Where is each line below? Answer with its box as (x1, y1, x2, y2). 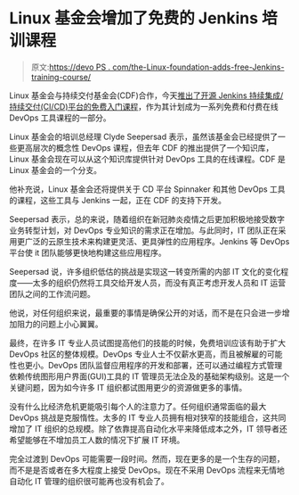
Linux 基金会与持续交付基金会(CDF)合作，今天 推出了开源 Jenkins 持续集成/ (9, 90, 284, 101)
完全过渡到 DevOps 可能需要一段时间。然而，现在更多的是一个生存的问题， (9, 453, 285, 464)
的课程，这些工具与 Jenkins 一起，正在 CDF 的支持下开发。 (9, 194, 227, 205)
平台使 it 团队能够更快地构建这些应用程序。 (9, 247, 166, 258)
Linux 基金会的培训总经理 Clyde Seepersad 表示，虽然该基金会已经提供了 (9, 131, 279, 142)
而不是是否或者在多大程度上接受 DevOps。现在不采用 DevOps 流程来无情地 (9, 465, 285, 475)
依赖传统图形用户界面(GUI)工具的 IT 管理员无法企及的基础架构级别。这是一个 (9, 371, 290, 382)
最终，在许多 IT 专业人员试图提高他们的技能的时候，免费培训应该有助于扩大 (9, 337, 287, 348)
